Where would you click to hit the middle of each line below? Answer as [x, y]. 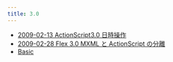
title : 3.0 [23, 14]
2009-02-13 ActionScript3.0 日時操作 [72, 35]
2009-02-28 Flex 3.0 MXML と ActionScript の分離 [91, 44]
